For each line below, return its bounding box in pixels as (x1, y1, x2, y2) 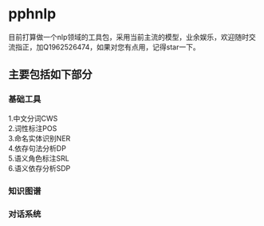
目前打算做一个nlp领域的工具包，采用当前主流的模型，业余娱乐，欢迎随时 (8, 32, 250, 42)
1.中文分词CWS (8, 113, 58, 123)
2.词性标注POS (8, 123, 57, 133)
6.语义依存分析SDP (8, 163, 71, 172)
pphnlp (8, 5, 57, 23)
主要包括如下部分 (8, 68, 93, 81)
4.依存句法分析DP (8, 143, 66, 153)
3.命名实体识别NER (8, 133, 71, 143)
